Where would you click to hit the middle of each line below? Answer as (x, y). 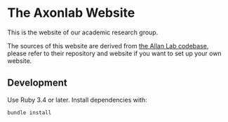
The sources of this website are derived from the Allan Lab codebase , (108, 46)
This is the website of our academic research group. (83, 32)
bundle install (29, 113)
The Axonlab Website (71, 13)
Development (38, 83)
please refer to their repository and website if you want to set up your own (115, 53)
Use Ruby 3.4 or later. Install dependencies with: (77, 100)
